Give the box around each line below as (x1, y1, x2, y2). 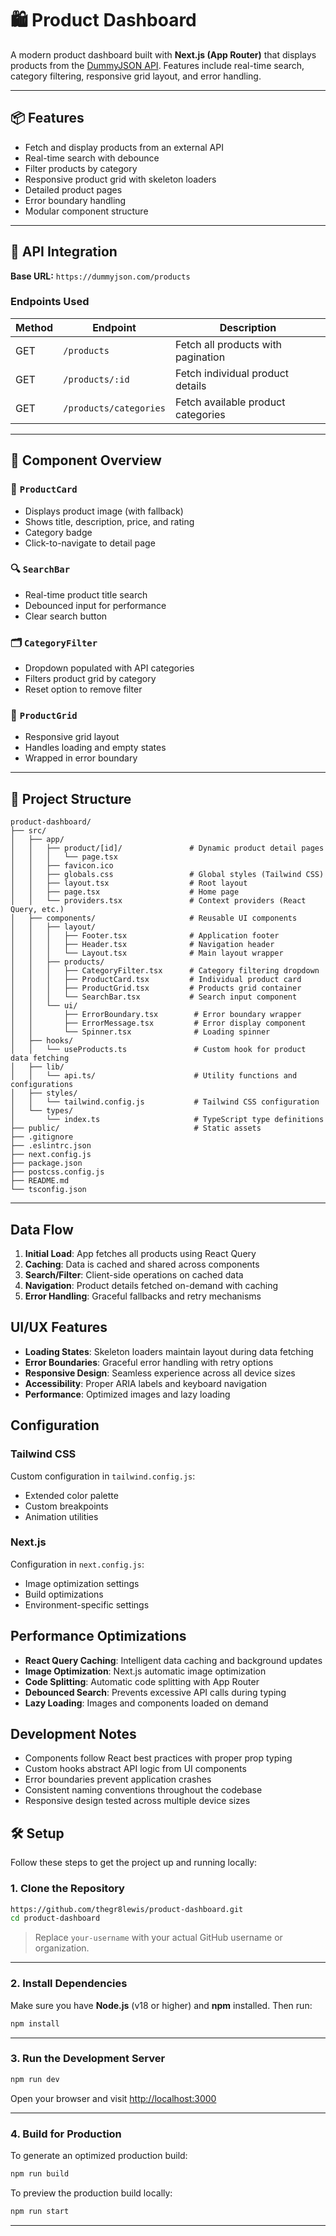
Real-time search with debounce (24, 152, 160, 164)
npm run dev (10, 2074, 60, 2084)
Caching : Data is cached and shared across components (24, 1258, 260, 1271)
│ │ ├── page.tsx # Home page (10, 887, 240, 897)
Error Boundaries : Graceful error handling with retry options (24, 1356, 274, 1368)
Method (15, 320, 54, 334)
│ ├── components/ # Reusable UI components (10, 913, 298, 924)
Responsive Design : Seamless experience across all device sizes (24, 1367, 296, 1379)
